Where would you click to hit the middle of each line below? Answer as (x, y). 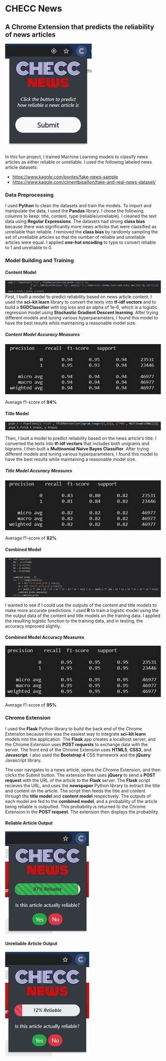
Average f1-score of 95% (31, 705)
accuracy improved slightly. (33, 626)
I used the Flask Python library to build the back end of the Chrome (74, 729)
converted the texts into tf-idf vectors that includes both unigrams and (77, 443)
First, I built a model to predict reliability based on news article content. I (79, 297)
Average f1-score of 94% (31, 402)
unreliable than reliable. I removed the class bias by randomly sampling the (82, 232)
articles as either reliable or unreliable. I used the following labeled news (79, 162)
